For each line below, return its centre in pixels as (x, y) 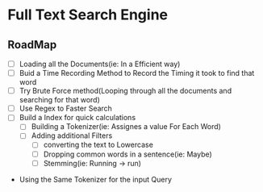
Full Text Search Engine (88, 15)
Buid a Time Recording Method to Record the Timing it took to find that (137, 73)
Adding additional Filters (72, 136)
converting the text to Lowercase (98, 145)
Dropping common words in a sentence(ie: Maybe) (128, 154)
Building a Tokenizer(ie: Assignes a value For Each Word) (126, 127)
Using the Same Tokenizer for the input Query (96, 179)
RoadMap (32, 45)
